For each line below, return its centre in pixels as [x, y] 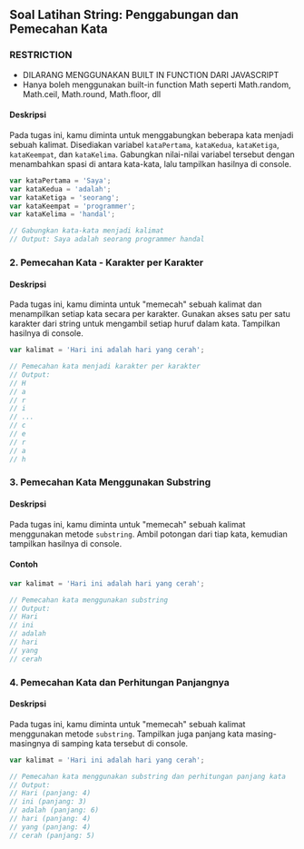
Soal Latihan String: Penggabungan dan [124, 15]
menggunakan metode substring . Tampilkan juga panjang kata [127, 734]
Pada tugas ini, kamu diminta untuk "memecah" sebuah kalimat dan [136, 304]
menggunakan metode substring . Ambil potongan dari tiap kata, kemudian [149, 534]
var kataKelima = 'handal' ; [63, 214]
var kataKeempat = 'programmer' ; [73, 206]
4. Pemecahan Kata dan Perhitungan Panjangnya [119, 682]
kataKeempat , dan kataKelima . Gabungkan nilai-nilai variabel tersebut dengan [152, 154]
